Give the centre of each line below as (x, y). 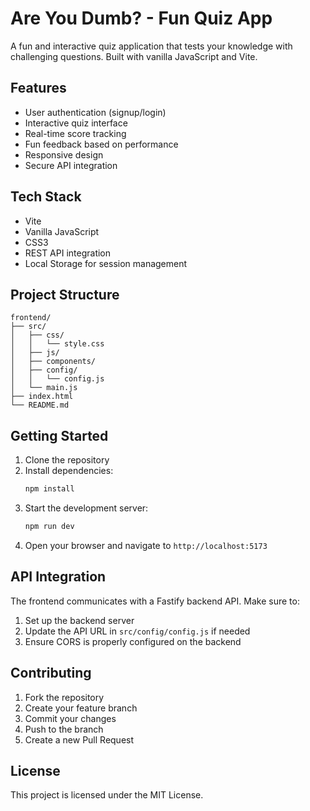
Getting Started (59, 435)
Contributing (51, 673)
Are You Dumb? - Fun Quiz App (141, 18)
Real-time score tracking (75, 133)
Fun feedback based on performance (101, 144)
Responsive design (64, 154)
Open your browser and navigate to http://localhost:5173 (146, 545)
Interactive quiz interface (76, 123)
